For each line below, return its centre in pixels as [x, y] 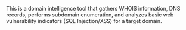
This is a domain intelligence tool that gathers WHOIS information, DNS [93, 9]
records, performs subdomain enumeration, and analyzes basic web [90, 15]
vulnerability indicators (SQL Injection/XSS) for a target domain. [84, 21]
